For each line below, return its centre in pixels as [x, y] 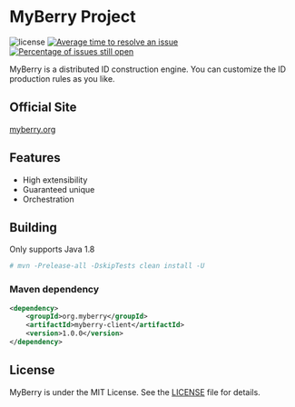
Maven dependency [54, 290]
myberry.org [33, 129]
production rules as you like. [62, 78]
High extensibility [55, 180]
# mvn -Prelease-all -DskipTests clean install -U [107, 266]
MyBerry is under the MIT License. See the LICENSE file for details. [135, 392]
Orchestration [48, 199]
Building [33, 228]
